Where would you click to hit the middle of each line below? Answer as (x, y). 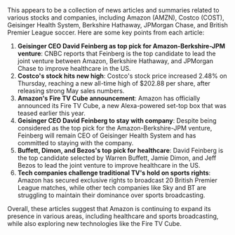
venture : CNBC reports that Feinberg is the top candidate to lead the (116, 53)
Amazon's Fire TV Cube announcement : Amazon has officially (109, 98)
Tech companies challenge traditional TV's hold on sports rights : (114, 173)
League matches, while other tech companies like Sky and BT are (112, 188)
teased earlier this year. (52, 113)
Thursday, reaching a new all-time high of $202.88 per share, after (114, 83)
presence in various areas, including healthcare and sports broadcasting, (113, 216)
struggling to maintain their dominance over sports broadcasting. (111, 195)
